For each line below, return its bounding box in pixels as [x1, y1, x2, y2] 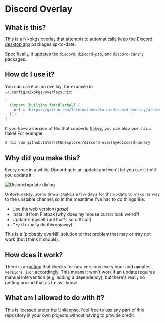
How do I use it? [5, 70, 55, 79]
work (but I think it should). [5, 236, 60, 242]
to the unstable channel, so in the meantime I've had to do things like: [5, 196, 146, 202]
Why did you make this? [5, 154, 80, 162]
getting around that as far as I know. [5, 279, 78, 285]
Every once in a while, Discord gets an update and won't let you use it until [5, 166, 156, 173]
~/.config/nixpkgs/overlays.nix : [5, 89, 73, 95]
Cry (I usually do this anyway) [12, 222, 73, 227]
